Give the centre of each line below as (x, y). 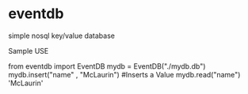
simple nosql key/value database (61, 36)
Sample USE (29, 51)
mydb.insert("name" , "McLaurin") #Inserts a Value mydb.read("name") (124, 74)
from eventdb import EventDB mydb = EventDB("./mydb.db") (107, 66)
